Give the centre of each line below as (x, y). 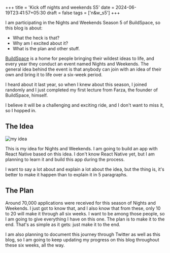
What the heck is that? (36, 38)
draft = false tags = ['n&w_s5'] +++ (83, 13)
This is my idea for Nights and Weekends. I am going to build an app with (81, 148)
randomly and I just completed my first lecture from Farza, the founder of (82, 90)
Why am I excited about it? (40, 43)
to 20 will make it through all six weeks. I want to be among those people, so (85, 213)
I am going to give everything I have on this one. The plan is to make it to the (85, 219)
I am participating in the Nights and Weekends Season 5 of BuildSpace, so (83, 23)
